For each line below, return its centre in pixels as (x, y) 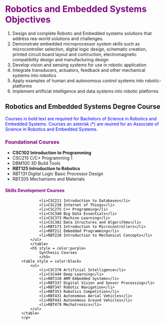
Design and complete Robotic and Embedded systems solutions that (82, 33)
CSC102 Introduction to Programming (52, 153)
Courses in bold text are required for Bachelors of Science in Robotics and (81, 118)
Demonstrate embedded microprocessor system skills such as (76, 44)
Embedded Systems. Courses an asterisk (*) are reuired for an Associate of (82, 124)
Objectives (28, 20)
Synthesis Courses (58, 253)
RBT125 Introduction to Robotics (46, 169)
